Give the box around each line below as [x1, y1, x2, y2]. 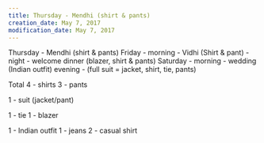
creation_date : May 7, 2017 [8, 19, 101, 27]
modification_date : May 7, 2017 [8, 26, 115, 34]
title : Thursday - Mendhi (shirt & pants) [8, 11, 151, 20]
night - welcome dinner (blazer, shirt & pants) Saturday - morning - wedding [8, 56, 257, 66]
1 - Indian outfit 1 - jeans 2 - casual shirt [8, 126, 138, 135]
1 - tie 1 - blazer [8, 111, 59, 120]
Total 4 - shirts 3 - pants [8, 80, 88, 89]
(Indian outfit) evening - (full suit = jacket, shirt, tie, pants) [8, 65, 197, 74]
